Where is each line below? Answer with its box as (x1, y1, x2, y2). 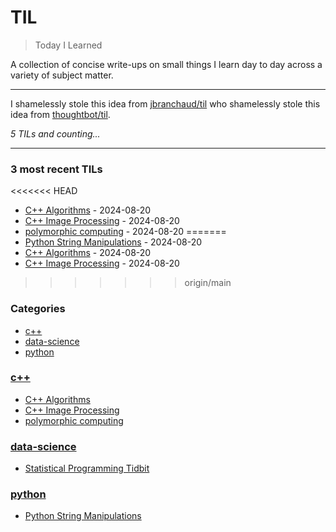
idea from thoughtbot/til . (10, 108, 111, 120)
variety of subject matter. (10, 69, 114, 81)
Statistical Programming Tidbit (24, 462, 150, 475)
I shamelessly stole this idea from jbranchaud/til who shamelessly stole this (10, 97, 321, 110)
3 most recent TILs (10, 162, 103, 176)
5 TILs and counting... (10, 127, 101, 140)
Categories (10, 302, 66, 316)
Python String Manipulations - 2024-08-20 (24, 236, 203, 248)
